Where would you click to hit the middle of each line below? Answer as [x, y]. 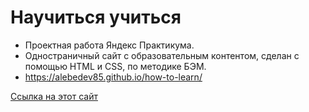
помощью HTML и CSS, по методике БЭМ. [115, 66]
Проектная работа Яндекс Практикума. [109, 45]
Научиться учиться [96, 17]
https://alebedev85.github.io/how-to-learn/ [113, 77]
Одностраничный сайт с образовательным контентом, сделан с [162, 55]
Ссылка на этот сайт [54, 96]
